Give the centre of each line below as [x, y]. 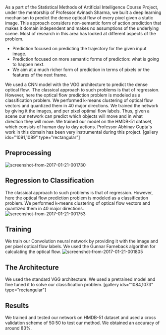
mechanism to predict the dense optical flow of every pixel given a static [79, 18]
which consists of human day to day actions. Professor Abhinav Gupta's [79, 127]
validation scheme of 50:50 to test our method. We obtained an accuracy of [83, 323]
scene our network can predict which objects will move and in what [74, 116]
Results [17, 305]
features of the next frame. [40, 75]
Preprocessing [28, 153]
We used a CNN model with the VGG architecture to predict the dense [76, 84]
